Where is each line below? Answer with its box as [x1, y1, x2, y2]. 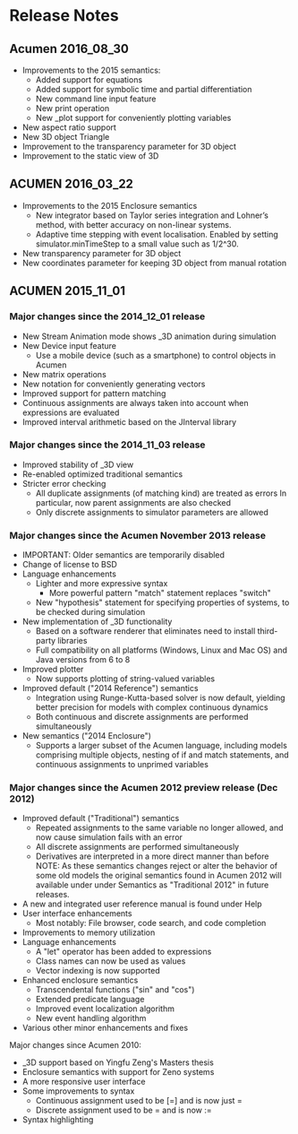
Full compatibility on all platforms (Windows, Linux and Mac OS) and [35, 645, 288, 655]
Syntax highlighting [21, 1114, 94, 1125]
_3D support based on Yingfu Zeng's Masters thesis [21, 1057, 215, 1068]
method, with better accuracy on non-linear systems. [35, 219, 232, 229]
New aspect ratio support [21, 122, 116, 133]
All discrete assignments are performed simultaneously [35, 842, 240, 853]
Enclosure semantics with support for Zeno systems [21, 1067, 215, 1078]
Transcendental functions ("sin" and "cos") [35, 984, 195, 995]
